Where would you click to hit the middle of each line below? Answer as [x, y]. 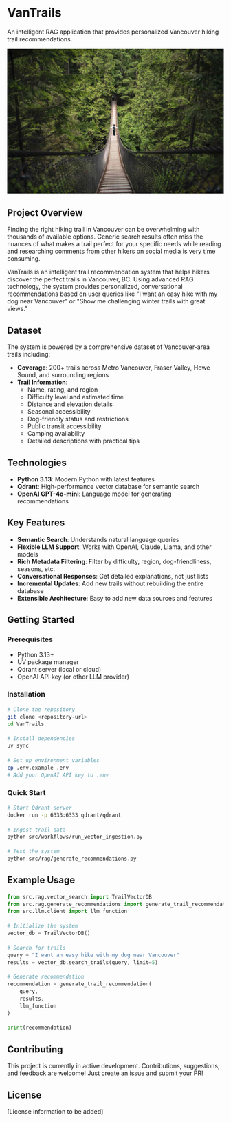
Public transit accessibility [64, 426]
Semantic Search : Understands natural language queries [98, 539]
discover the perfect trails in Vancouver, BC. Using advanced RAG [100, 279]
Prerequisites [30, 639]
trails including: [29, 354]
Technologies [37, 462]
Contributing [35, 1049]
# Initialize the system [43, 926]
